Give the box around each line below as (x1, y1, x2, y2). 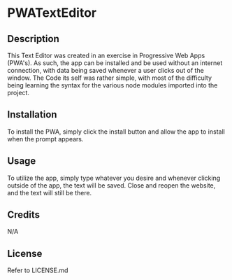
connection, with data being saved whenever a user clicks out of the (7, 66, 204, 74)
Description (7, 33, 59, 45)
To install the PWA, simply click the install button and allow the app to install (7, 127, 225, 136)
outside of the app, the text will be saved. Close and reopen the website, (7, 181, 216, 190)
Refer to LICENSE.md (7, 266, 68, 274)
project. (7, 89, 30, 97)
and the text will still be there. (7, 188, 92, 197)
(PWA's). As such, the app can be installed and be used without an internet (7, 59, 223, 67)
